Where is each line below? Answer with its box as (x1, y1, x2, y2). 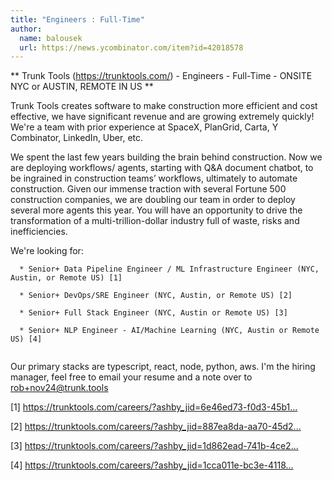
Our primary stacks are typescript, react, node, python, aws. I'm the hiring (10, 361, 316, 373)
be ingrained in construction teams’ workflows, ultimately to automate (10, 172, 298, 185)
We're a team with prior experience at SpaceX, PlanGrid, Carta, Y (10, 121, 279, 133)
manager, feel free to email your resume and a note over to (10, 371, 253, 383)
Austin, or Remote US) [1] (10, 273, 123, 283)
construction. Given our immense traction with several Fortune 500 (10, 183, 287, 195)
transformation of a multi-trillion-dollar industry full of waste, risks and (10, 215, 300, 227)
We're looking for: (10, 245, 84, 257)
